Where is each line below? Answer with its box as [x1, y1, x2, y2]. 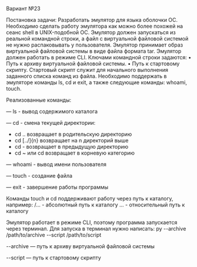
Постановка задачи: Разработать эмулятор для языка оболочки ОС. [6, 16, 178, 23]
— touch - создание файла [6, 172, 72, 179]
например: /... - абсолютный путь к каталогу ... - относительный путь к [6, 201, 185, 208]
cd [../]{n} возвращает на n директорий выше [14, 137, 129, 143]
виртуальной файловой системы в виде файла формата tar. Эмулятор [6, 48, 182, 55]
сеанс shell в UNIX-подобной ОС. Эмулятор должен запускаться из [6, 29, 176, 36]
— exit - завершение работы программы [6, 183, 109, 191]
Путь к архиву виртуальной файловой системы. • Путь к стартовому [6, 60, 180, 67]
